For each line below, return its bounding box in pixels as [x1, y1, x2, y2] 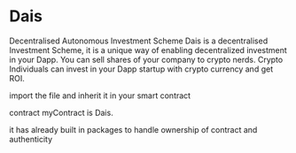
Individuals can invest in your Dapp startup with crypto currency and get [9, 64, 273, 74]
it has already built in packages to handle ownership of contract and [9, 124, 258, 134]
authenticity [9, 134, 53, 144]
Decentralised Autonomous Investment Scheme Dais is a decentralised [9, 35, 269, 46]
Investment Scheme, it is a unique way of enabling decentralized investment [9, 44, 288, 55]
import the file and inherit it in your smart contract [9, 90, 191, 101]
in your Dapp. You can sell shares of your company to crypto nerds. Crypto [9, 54, 284, 65]
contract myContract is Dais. [9, 107, 113, 118]
